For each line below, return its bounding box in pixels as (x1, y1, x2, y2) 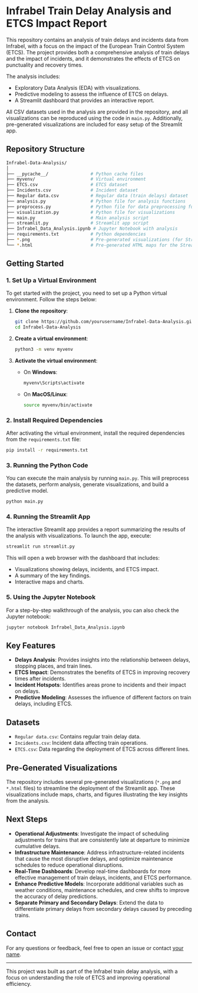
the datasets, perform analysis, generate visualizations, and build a (6, 481, 169, 488)
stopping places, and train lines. (14, 663, 93, 670)
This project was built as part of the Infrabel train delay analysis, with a (6, 968, 178, 975)
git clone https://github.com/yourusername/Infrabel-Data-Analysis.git (14, 319, 194, 325)
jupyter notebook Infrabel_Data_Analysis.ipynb (6, 624, 126, 630)
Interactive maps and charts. (14, 578, 84, 585)
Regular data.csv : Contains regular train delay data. (14, 733, 141, 740)
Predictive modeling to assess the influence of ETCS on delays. (14, 90, 169, 97)
